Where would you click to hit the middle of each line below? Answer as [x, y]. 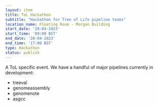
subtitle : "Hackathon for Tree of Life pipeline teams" [66, 19]
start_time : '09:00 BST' [31, 34]
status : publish [22, 52]
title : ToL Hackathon [28, 15]
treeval [20, 83]
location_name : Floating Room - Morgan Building [58, 24]
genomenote [26, 93]
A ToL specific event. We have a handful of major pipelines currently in [79, 67]
